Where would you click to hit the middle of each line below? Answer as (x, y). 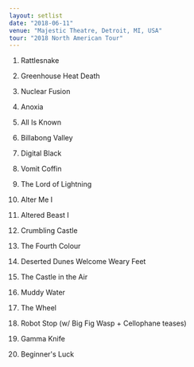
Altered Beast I (45, 215)
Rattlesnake (40, 61)
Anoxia (32, 107)
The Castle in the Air (54, 277)
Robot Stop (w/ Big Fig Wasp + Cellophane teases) (103, 323)
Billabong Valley (47, 138)
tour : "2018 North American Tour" (66, 38)
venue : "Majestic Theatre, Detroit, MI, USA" (85, 30)
